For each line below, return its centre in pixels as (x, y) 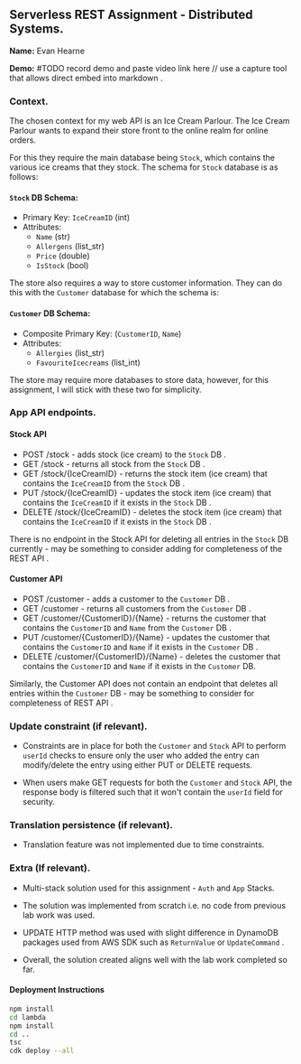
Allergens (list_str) (70, 247)
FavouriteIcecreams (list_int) (88, 362)
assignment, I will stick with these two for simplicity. (106, 389)
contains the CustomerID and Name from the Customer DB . (127, 628)
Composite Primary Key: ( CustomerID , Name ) (102, 333)
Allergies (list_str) (70, 352)
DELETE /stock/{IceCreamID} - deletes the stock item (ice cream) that (152, 512)
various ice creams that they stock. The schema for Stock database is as (144, 167)
